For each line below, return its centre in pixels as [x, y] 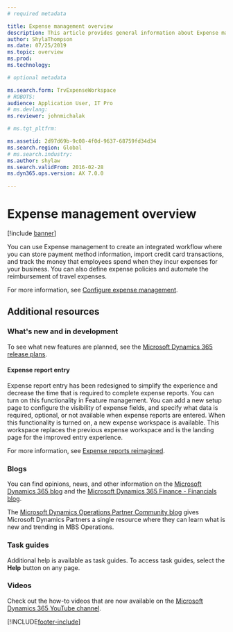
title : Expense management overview [60, 26]
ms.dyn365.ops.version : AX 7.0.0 [55, 174]
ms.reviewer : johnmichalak [46, 116]
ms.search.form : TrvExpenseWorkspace [62, 90]
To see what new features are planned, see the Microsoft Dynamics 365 [110, 347]
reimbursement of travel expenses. [57, 276]
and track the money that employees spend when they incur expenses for [113, 262]
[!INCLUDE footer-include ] [44, 622]
